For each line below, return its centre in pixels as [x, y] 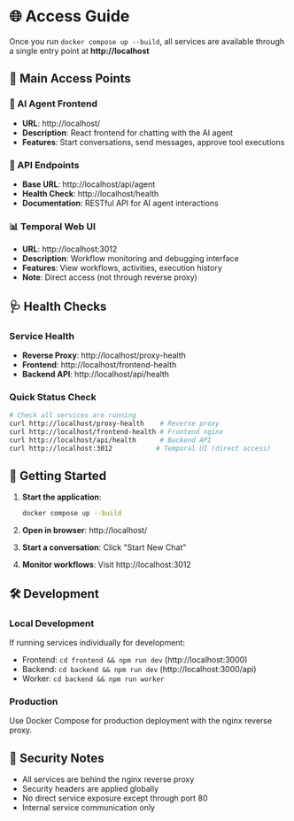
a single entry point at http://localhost [79, 50]
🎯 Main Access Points [70, 78]
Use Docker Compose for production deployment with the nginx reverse [141, 721]
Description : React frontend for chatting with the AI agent [127, 132]
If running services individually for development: [97, 642]
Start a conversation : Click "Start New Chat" [104, 547]
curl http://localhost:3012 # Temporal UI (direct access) [140, 448]
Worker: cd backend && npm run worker [93, 678]
